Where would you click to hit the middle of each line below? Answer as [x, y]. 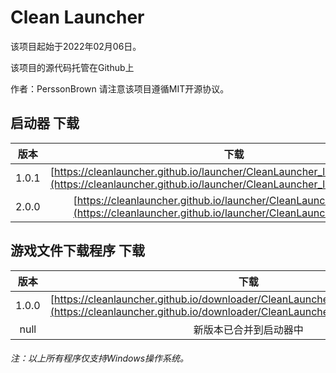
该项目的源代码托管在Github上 [72, 67]
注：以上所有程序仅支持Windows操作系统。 [100, 358]
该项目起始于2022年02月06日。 [76, 46]
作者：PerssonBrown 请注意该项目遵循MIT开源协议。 [120, 88]
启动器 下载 [45, 123]
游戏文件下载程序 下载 [77, 251]
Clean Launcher [77, 17]
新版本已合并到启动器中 [248, 329]
